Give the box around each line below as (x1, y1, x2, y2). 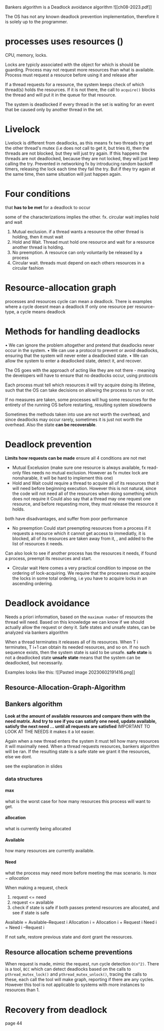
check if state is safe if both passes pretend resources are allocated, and (12, 904, 160, 910)
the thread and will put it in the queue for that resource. (5, 92, 117, 97)
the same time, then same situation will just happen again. (5, 171, 122, 177)
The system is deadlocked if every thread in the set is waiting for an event (5, 101, 154, 107)
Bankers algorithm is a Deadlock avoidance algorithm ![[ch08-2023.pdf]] (5, 4, 152, 10)
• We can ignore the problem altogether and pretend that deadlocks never (5, 342, 155, 348)
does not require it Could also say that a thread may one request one (12, 495, 151, 501)
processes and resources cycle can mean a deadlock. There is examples (5, 298, 152, 304)
